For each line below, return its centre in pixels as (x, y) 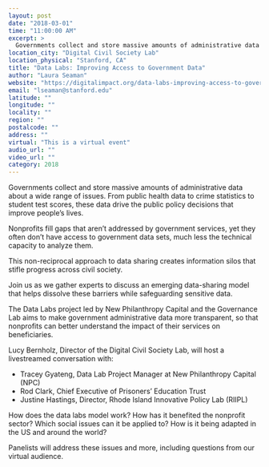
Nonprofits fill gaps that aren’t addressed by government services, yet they (132, 228)
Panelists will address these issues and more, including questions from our (131, 448)
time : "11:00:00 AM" (43, 30)
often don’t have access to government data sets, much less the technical (130, 237)
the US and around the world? (58, 433)
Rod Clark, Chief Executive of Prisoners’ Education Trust (113, 391)
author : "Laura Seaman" (48, 75)
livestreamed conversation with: (61, 359)
